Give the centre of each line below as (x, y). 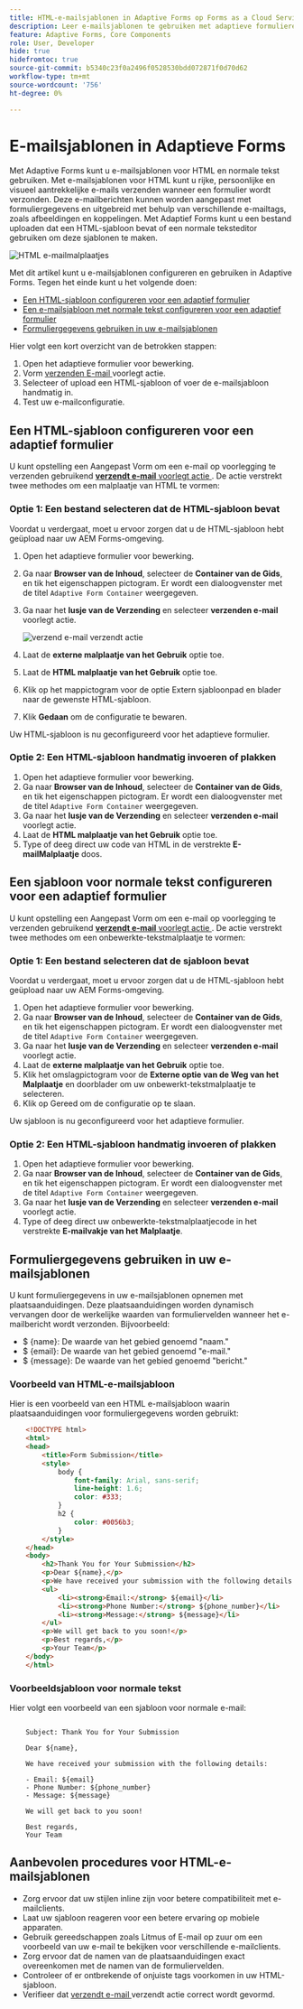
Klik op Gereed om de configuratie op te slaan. (109, 1103)
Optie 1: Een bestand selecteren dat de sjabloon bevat (129, 961)
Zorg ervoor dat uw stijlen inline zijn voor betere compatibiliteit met (147, 1898)
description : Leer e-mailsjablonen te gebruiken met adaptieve (131, 26)
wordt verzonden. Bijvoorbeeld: (111, 1325)
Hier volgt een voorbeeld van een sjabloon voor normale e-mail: (128, 1708)
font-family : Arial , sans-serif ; (137, 1480)
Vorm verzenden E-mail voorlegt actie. (94, 373)
